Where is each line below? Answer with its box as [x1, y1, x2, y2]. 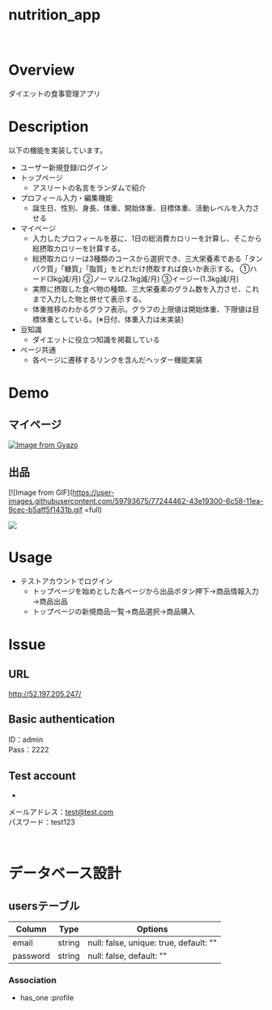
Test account [8, 769, 76, 782]
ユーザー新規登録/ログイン [19, 162, 108, 172]
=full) [84, 505, 103, 514]
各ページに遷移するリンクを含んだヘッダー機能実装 [32, 355, 203, 364]
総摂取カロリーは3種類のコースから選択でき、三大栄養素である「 [32, 254, 249, 263]
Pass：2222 [8, 745, 49, 755]
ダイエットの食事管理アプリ [8, 88, 101, 98]
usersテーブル [8, 899, 80, 913]
